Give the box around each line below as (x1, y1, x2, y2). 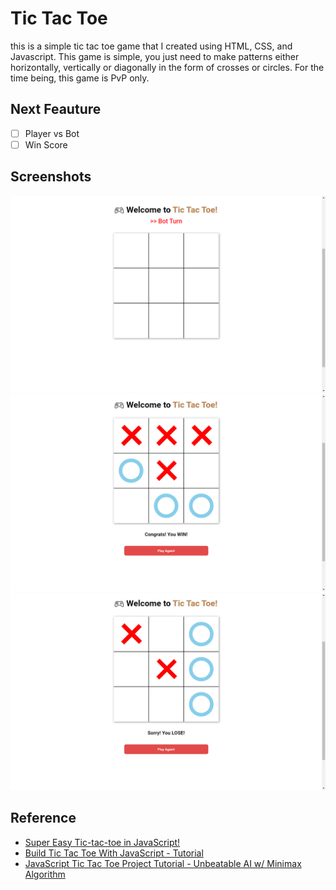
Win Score (24, 138, 68, 151)
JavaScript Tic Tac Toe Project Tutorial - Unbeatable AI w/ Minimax (24, 857, 302, 869)
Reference (10, 810, 77, 827)
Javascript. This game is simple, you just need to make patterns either (10, 50, 300, 62)
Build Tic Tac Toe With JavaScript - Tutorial (24, 847, 204, 859)
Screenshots (10, 168, 92, 186)
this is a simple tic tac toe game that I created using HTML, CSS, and (10, 40, 293, 52)
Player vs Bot (24, 127, 80, 139)
